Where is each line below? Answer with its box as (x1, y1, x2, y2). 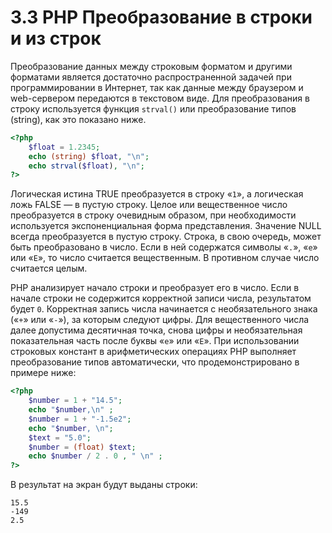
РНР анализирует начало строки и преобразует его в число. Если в (10, 282, 300, 294)
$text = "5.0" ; (28, 432, 92, 443)
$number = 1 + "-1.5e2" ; (28, 414, 132, 424)
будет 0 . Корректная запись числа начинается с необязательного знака (10, 303, 318, 315)
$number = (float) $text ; (28, 442, 137, 452)
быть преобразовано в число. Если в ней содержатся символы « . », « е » (10, 241, 318, 253)
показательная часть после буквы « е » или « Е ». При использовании (10, 335, 300, 347)
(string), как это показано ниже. (10, 113, 147, 125)
